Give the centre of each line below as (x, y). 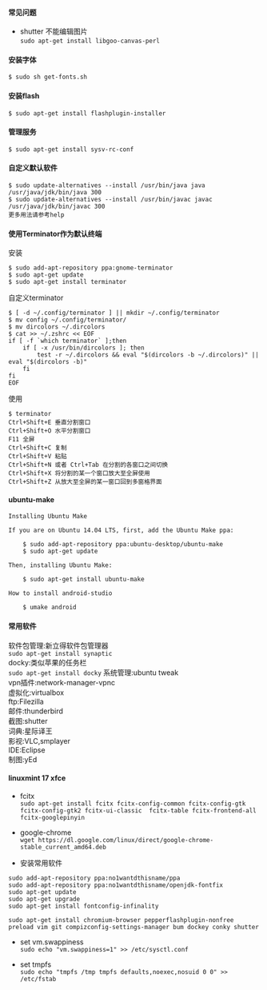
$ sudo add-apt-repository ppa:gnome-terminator (91, 268)
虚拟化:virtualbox (36, 693)
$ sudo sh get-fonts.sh (48, 77)
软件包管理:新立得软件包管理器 (59, 645)
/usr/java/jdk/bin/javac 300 (57, 207)
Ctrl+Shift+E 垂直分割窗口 (50, 423)
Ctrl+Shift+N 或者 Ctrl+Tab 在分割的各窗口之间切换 (88, 465)
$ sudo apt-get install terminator (68, 282)
